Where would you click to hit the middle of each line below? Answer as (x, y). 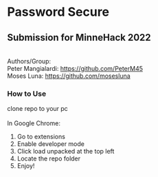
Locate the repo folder (49, 158)
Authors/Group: (29, 61)
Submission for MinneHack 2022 (79, 38)
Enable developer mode (50, 144)
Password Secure (58, 12)
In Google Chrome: (34, 123)
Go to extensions (41, 137)
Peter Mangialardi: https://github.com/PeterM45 (75, 69)
